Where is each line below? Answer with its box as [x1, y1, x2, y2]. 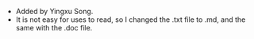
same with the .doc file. [15, 23, 93, 32]
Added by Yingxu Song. [15, 7, 94, 16]
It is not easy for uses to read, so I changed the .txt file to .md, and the [15, 15, 246, 24]
